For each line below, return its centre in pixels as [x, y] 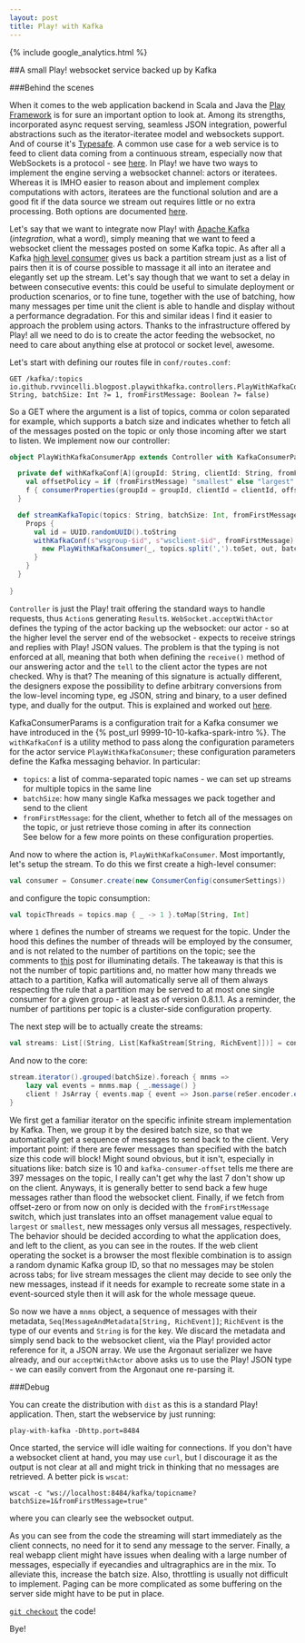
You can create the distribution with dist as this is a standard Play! [134, 1404]
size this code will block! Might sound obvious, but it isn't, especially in [142, 1158]
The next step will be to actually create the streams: [106, 1026]
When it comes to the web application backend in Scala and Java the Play [148, 104]
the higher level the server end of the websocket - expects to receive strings [152, 638]
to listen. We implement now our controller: [90, 440]
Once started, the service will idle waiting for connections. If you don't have [151, 1447]
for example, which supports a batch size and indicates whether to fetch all [150, 421]
